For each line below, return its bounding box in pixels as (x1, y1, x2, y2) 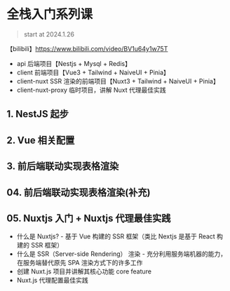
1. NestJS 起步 (6, 108, 69, 120)
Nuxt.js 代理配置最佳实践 (16, 276, 88, 285)
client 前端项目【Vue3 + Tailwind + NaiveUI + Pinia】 (16, 68, 170, 76)
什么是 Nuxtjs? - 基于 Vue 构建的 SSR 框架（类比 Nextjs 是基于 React (16, 232, 215, 241)
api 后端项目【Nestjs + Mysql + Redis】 (16, 59, 131, 67)
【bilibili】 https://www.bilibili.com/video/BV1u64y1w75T (6, 44, 168, 53)
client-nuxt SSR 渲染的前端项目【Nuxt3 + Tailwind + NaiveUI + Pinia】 (16, 76, 219, 85)
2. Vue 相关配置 (6, 134, 75, 146)
